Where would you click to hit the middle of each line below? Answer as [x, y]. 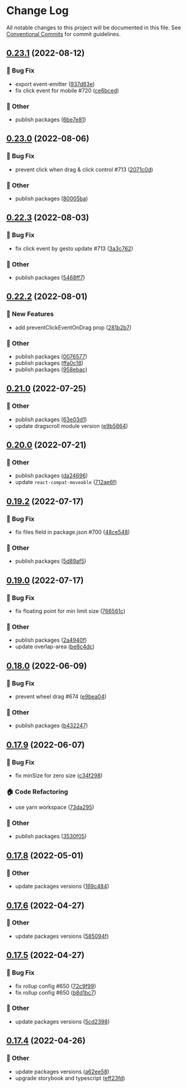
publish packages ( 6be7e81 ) [51, 119]
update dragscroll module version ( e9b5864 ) [72, 426]
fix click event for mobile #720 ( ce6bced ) [67, 90]
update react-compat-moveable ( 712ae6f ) [66, 482]
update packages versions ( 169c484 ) [62, 887]
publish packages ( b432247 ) [51, 726]
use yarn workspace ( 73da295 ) [55, 807]
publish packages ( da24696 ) [51, 476]
